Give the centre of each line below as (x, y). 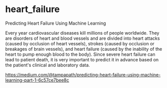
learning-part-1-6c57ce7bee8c (37, 80)
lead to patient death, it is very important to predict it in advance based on (82, 59)
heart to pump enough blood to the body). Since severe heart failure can (80, 54)
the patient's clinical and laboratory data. (48, 65)
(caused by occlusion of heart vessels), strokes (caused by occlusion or (80, 43)
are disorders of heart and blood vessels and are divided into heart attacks (82, 38)
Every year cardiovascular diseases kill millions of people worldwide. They (82, 33)
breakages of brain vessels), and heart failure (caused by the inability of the (84, 49)
